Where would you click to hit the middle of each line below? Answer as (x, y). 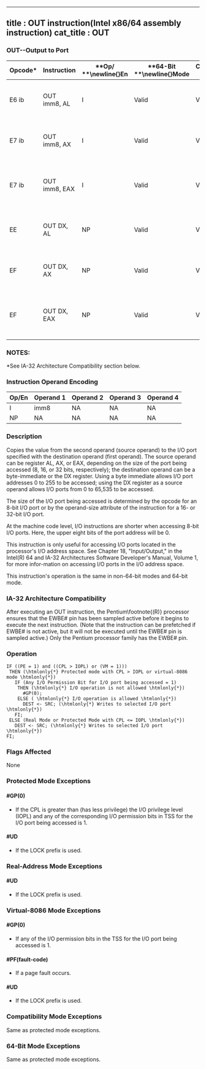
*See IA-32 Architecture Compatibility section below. (74, 366)
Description (24, 436)
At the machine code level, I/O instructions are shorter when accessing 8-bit (103, 526)
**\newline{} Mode (162, 74)
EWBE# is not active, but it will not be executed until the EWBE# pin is (94, 631)
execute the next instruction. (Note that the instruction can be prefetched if (101, 625)
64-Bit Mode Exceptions (44, 1046)
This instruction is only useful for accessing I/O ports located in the (91, 544)
